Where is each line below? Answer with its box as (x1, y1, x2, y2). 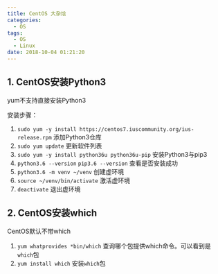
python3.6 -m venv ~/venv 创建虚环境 (17, 167, 125, 175)
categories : (7, 17, 42, 24)
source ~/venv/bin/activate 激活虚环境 (17, 176, 130, 185)
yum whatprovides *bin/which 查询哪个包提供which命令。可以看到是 (17, 241, 211, 250)
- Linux (13, 42, 36, 49)
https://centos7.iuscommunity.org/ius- (79, 126, 194, 132)
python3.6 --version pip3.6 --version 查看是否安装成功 (17, 159, 179, 167)
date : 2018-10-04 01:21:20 (7, 49, 85, 56)
